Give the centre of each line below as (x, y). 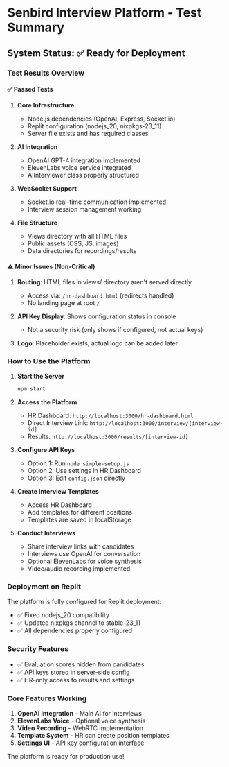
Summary (36, 27)
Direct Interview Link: (58, 423)
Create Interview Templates (58, 492)
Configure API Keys (46, 450)
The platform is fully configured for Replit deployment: (84, 602)
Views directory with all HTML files (77, 236)
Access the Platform (47, 402)
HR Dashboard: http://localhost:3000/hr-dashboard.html (110, 416)
